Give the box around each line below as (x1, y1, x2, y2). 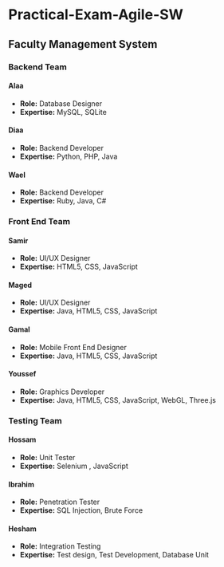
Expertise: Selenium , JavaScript (19, 461, 129, 471)
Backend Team (8, 61, 68, 73)
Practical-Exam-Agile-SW (8, 6, 183, 24)
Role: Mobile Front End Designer (19, 342, 128, 352)
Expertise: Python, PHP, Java (19, 152, 118, 161)
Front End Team (8, 216, 70, 227)
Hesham (8, 524, 37, 534)
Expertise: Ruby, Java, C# (19, 196, 107, 206)
